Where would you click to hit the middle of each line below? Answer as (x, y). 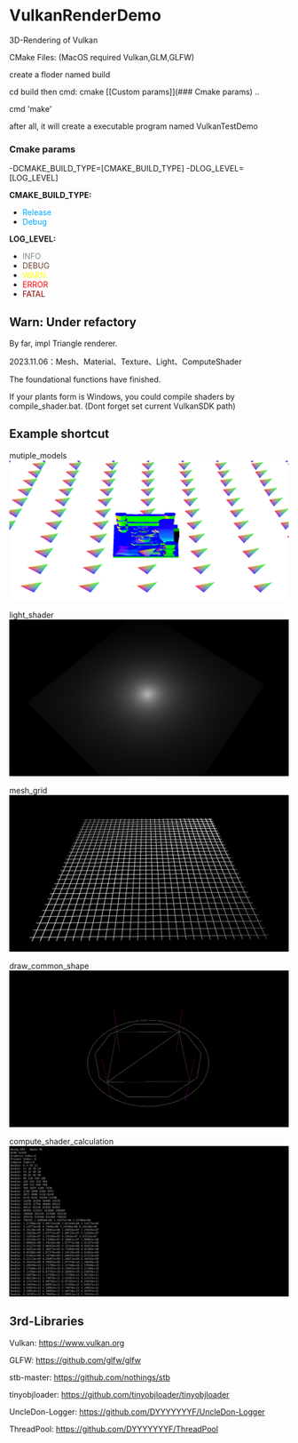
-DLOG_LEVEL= (215, 169)
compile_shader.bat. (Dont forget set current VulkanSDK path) (123, 406)
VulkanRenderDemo (85, 16)
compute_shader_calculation (61, 1142)
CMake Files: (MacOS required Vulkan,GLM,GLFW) (102, 57)
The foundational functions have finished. (85, 379)
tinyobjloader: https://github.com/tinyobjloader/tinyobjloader (119, 1394)
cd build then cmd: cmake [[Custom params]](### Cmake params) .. (134, 92)
